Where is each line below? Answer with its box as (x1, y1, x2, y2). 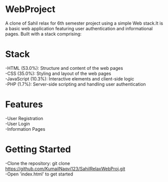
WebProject (5, 4, 56, 15)
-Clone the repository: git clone (5, 160, 70, 166)
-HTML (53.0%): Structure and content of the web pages (5, 65, 123, 71)
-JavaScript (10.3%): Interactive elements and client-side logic (5, 75, 134, 81)
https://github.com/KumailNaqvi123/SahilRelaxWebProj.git (5, 165, 126, 171)
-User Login (5, 121, 30, 127)
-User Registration (5, 115, 44, 121)
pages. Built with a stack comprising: (5, 31, 82, 37)
